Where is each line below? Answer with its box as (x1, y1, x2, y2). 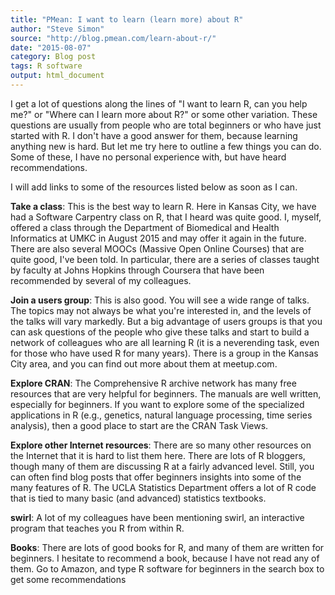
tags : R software (10, 61, 83, 71)
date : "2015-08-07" (10, 42, 92, 53)
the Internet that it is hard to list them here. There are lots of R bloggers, (10, 449, 306, 461)
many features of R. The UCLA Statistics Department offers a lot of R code (10, 481, 317, 493)
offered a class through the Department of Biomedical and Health (10, 221, 280, 233)
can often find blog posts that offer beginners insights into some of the (10, 471, 302, 483)
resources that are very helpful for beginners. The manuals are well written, (10, 387, 322, 400)
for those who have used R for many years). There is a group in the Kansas (10, 347, 319, 359)
